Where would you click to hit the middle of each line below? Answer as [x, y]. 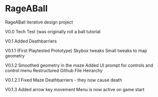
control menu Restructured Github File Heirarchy [54, 70]
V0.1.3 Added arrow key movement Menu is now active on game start [75, 89]
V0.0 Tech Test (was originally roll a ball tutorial [53, 31]
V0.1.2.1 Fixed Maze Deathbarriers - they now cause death [64, 80]
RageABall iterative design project [39, 22]
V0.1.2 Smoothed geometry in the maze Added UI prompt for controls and [79, 65]
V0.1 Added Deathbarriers [31, 41]
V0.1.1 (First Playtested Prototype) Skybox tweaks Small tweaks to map [76, 50]
